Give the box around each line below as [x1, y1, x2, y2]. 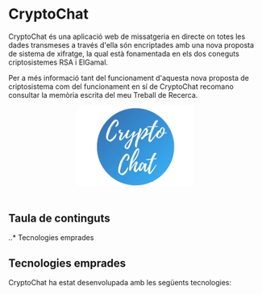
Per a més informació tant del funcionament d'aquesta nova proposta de [8, 73, 250, 82]
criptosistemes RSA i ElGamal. [8, 57, 109, 67]
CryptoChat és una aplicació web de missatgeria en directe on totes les [8, 32, 246, 41]
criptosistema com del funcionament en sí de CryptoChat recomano [8, 82, 234, 91]
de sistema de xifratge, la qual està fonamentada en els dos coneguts [8, 48, 239, 58]
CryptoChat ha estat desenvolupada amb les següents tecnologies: [8, 278, 232, 288]
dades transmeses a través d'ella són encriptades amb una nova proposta [8, 40, 255, 49]
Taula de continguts [8, 211, 110, 225]
